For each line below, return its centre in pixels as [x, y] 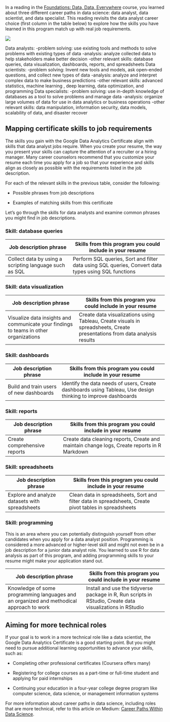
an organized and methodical [42, 601]
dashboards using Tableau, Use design [108, 390]
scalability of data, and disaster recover [46, 113]
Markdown [76, 452]
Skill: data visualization [34, 287]
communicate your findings [40, 324]
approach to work [29, 607]
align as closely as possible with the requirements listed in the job [74, 168]
